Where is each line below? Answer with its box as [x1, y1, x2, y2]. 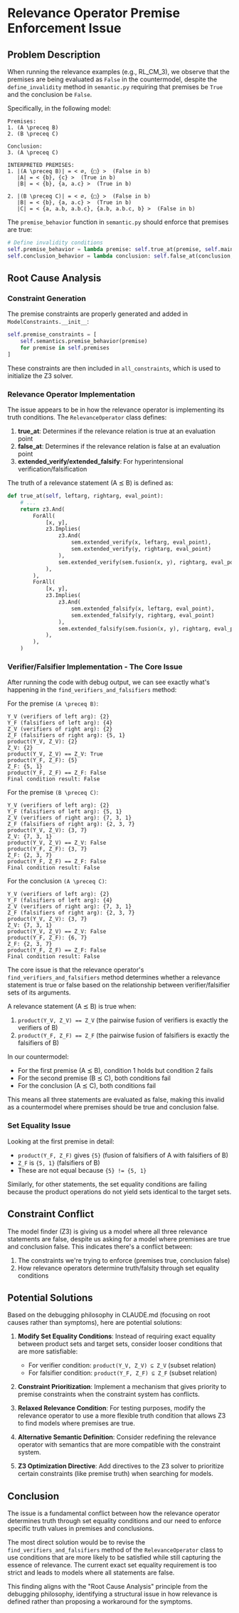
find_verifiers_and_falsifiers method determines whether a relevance [7, 973, 221, 982]
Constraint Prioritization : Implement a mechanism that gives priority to [17, 1383, 227, 1391]
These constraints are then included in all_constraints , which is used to [7, 364, 221, 372]
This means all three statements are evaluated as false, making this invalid [7, 1095, 225, 1104]
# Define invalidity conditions [7, 239, 103, 246]
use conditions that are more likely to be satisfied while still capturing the [7, 1553, 222, 1562]
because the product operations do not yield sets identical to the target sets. [7, 1187, 232, 1196]
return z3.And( [20, 505, 65, 513]
